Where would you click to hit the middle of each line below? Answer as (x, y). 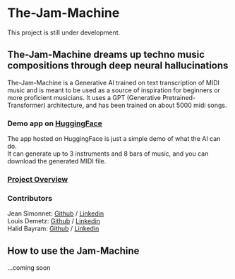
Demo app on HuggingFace (55, 123)
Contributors (30, 198)
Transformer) (26, 105)
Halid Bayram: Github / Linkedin (53, 229)
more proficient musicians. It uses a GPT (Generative (84, 97)
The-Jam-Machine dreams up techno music (106, 55)
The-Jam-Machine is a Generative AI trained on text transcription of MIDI (114, 82)
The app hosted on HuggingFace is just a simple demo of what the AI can (114, 139)
